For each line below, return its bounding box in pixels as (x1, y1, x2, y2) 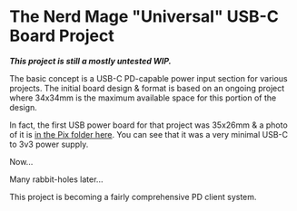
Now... (9, 156, 34, 167)
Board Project (9, 25, 115, 46)
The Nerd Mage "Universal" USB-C (9, 6, 279, 27)
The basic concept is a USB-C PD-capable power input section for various (9, 72, 288, 83)
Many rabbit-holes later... (9, 174, 104, 185)
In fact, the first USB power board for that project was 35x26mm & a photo (9, 120, 288, 130)
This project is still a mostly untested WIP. (9, 55, 173, 66)
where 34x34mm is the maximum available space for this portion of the (9, 92, 277, 103)
